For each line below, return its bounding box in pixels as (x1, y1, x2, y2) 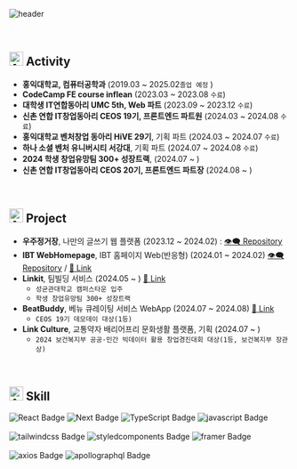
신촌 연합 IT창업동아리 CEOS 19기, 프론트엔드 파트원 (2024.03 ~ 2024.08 (21, 110, 279, 121)
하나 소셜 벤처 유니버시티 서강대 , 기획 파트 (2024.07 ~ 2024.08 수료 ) (21, 142, 259, 153)
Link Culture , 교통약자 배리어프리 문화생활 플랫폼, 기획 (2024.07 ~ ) (21, 323, 261, 334)
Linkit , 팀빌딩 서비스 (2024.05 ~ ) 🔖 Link (21, 272, 166, 284)
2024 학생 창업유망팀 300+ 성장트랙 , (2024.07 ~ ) (21, 153, 200, 164)
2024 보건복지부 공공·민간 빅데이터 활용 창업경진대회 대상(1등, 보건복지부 (35, 335, 273, 344)
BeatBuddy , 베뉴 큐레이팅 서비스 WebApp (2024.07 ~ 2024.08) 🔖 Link (21, 303, 275, 313)
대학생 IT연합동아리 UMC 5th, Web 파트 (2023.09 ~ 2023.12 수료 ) (21, 99, 253, 110)
